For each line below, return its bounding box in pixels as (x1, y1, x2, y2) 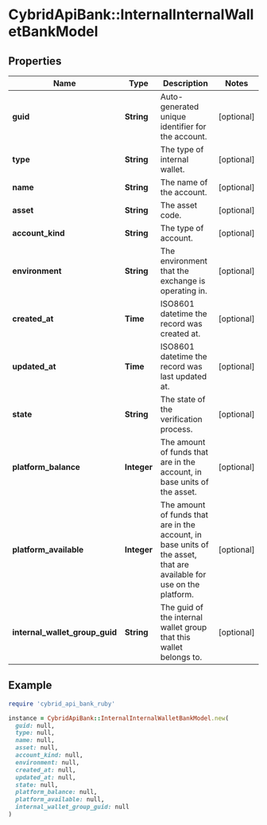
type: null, (15, 729, 56, 737)
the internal (160, 612, 203, 623)
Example (8, 678, 52, 692)
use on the (160, 579, 200, 590)
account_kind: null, (15, 751, 83, 760)
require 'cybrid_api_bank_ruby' (8, 699, 115, 708)
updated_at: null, (15, 773, 77, 781)
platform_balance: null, (15, 788, 98, 796)
